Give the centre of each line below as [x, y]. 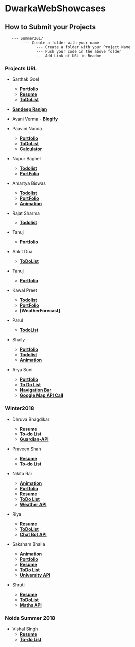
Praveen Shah [27, 449]
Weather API [33, 504]
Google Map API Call [41, 395]
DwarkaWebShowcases [56, 9]
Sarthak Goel [26, 79]
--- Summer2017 [27, 38]
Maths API [31, 605]
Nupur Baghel [27, 159]
